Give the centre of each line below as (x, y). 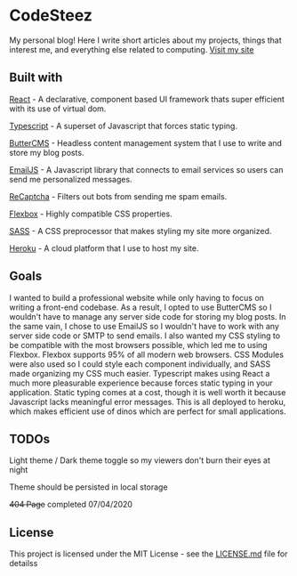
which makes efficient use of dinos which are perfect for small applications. (148, 411)
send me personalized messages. (71, 179)
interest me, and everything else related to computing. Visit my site (132, 49)
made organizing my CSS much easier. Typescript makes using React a (140, 373)
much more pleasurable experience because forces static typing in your (141, 383)
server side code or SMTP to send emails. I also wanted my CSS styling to (145, 336)
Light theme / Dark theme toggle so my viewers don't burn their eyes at (140, 460)
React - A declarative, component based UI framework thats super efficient (147, 99)
